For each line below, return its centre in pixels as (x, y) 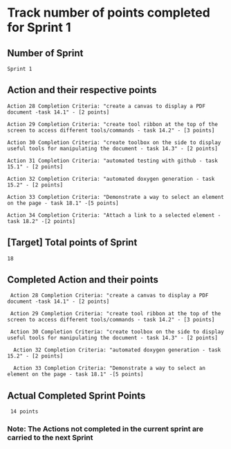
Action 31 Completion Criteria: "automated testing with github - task (112, 161)
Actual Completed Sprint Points (76, 395)
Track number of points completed (109, 13)
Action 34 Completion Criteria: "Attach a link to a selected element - (114, 215)
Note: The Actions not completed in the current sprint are (105, 429)
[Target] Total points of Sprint (72, 243)
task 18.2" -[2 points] (41, 221)
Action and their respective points (82, 90)
